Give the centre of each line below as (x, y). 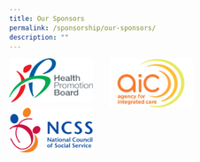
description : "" (39, 37)
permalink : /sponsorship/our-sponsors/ (83, 28)
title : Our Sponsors (47, 18)
